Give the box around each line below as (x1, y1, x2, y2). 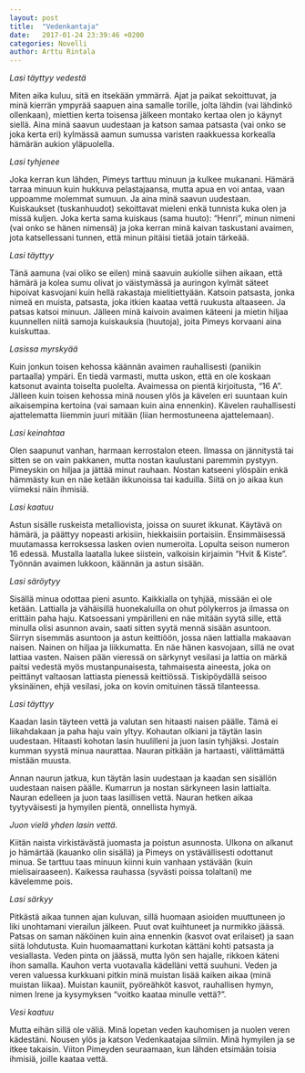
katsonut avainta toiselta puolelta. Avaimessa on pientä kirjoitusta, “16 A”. (9, 381, 283, 392)
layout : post (9, 13, 59, 23)
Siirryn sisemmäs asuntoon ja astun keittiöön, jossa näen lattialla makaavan (9, 632, 291, 644)
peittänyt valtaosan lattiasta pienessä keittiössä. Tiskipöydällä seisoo (9, 671, 267, 682)
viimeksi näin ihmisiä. (9, 484, 89, 495)
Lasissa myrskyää (9, 343, 78, 354)
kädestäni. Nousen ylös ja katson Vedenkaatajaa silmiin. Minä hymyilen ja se (9, 1034, 296, 1046)
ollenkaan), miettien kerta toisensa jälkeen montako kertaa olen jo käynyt (9, 110, 282, 121)
